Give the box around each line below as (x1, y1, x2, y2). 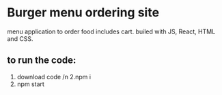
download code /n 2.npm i (16, 72, 91, 81)
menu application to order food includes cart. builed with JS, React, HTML (7, 27, 216, 36)
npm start (16, 80, 44, 88)
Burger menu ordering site (7, 5, 159, 21)
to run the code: (7, 55, 77, 66)
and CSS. (7, 34, 33, 42)
